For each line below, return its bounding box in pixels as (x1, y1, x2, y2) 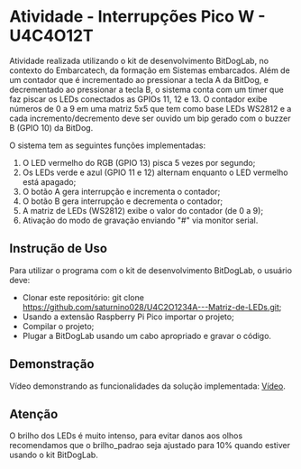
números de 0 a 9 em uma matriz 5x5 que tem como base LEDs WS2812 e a (9, 103, 292, 114)
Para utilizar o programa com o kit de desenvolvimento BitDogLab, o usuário (9, 264, 293, 276)
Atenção (9, 406, 59, 421)
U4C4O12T (9, 25, 95, 46)
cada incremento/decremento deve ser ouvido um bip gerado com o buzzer (9, 113, 291, 124)
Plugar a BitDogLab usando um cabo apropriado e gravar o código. (22, 330, 272, 341)
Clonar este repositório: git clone (22, 291, 144, 303)
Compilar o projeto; (22, 320, 95, 331)
